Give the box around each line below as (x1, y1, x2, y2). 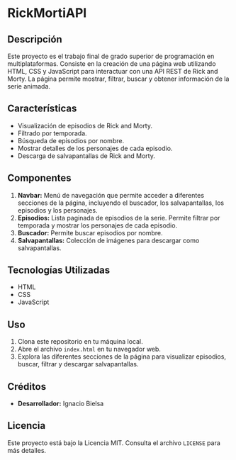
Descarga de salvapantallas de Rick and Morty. (17, 151, 156, 160)
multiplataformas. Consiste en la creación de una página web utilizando (7, 60, 216, 68)
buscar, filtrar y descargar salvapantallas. (17, 360, 139, 369)
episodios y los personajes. (17, 206, 98, 214)
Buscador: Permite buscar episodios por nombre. (17, 228, 163, 237)
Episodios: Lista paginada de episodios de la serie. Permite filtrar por (17, 213, 220, 222)
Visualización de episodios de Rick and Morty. (17, 121, 153, 130)
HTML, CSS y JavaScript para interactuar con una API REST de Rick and (7, 67, 218, 75)
